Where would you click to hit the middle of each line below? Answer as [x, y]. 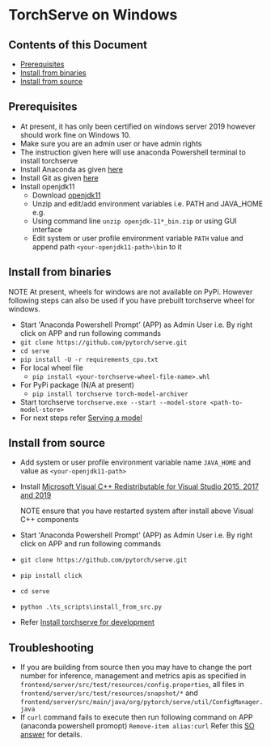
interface [47, 229]
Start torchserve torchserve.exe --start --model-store [113, 401]
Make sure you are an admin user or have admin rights [111, 143]
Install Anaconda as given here [72, 169]
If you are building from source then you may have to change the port [136, 667]
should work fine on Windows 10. [75, 134]
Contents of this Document [78, 45]
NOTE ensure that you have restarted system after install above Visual [137, 511]
